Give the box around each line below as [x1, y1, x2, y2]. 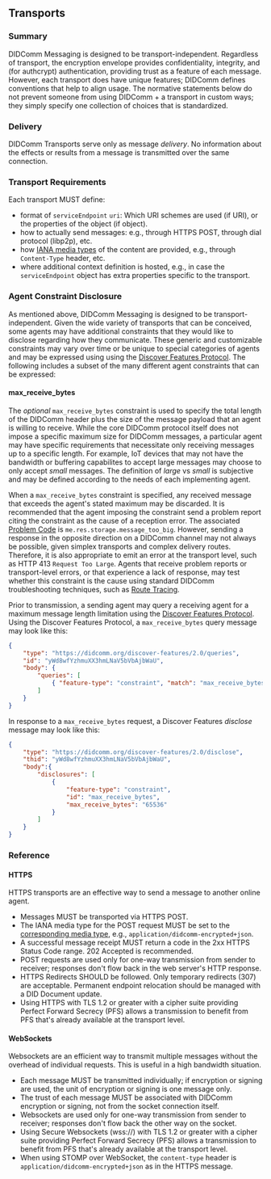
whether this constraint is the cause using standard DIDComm [8, 575, 215, 585]
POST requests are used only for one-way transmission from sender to [19, 955, 256, 965]
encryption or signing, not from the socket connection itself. [19, 1101, 219, 1111]
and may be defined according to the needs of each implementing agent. [8, 474, 252, 484]
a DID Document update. [19, 989, 102, 999]
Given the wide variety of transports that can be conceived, [53, 318, 252, 327]
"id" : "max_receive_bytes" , [65, 793, 161, 801]
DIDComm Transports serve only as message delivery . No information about [8, 139, 262, 149]
